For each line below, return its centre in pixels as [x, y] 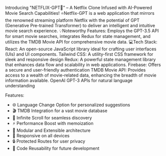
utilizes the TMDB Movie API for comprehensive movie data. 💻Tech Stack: [81, 42]
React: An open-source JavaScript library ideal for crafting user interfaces [81, 49]
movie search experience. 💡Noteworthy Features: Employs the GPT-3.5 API [82, 31]
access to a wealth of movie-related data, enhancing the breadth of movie [81, 75]
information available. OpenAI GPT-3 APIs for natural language [69, 80]
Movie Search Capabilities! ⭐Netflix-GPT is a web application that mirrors [80, 13]
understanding [20, 86]
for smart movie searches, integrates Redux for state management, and [78, 36]
